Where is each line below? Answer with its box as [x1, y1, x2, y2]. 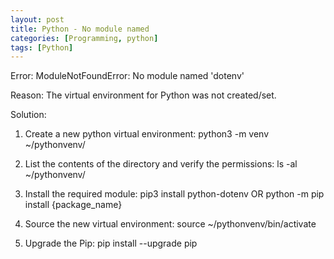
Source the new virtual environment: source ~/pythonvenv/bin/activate [24, 218, 317, 230]
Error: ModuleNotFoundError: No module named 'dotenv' [10, 70, 245, 82]
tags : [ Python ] [10, 42, 74, 53]
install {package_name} [24, 199, 123, 211]
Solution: [10, 109, 47, 121]
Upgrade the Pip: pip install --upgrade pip [24, 237, 198, 250]
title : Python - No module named [10, 24, 150, 34]
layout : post [10, 14, 65, 25]
